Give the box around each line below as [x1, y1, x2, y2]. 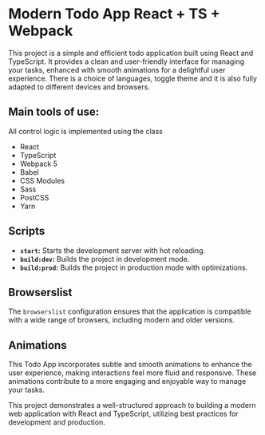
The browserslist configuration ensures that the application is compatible [8, 306, 251, 316]
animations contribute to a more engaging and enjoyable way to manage [8, 377, 247, 386]
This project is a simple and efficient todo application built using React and [8, 48, 254, 57]
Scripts [8, 224, 45, 238]
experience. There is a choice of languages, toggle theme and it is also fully [8, 73, 258, 83]
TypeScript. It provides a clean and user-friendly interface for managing [8, 57, 245, 66]
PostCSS [19, 192, 49, 202]
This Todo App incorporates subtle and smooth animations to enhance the [8, 360, 253, 370]
